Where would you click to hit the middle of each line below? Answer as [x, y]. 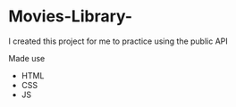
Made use [27, 58]
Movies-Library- [71, 16]
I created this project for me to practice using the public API [118, 41]
